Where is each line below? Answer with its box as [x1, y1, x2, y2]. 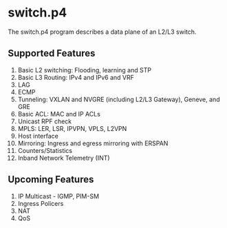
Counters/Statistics [17, 146, 73, 154]
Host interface [17, 132, 59, 140]
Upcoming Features [8, 174, 94, 185]
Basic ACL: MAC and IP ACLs [17, 110, 100, 118]
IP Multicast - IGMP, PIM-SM [17, 191, 99, 200]
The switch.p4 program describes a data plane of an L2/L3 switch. [8, 28, 197, 36]
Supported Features [8, 48, 96, 59]
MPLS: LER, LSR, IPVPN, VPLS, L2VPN [17, 124, 127, 132]
